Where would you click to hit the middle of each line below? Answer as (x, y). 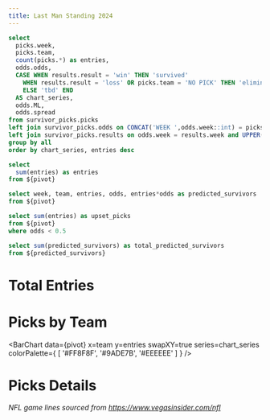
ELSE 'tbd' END (48, 90)
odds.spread (36, 113)
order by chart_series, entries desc (72, 150)
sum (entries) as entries (57, 172)
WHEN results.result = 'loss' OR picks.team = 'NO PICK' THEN (129, 82)
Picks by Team (58, 322)
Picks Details (53, 385)
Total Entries (51, 285)
